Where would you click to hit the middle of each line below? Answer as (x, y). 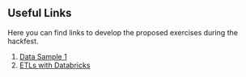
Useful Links (40, 13)
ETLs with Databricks (55, 65)
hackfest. (23, 41)
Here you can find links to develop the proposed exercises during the (123, 32)
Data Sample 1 (43, 56)
